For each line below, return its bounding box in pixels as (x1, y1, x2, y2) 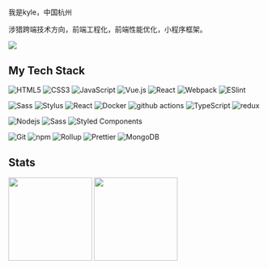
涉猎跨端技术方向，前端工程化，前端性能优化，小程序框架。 (8, 24, 207, 35)
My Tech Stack (8, 64, 85, 78)
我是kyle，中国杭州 (8, 7, 73, 17)
